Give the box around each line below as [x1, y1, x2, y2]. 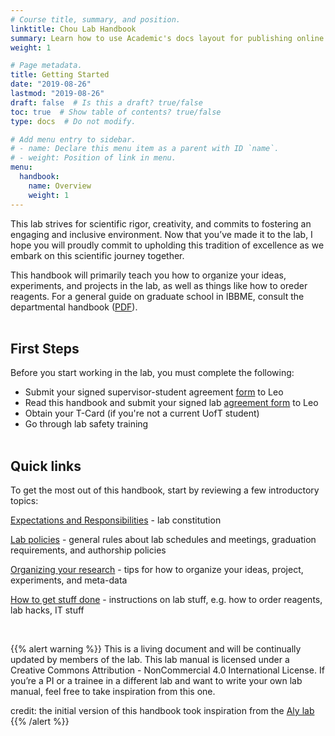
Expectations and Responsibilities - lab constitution [10, 514, 222, 526]
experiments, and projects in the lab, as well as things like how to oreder [10, 279, 308, 291]
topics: [10, 495, 39, 507]
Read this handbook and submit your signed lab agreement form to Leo [24, 397, 319, 409]
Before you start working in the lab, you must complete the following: [10, 367, 295, 379]
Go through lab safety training [24, 418, 149, 430]
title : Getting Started [10, 70, 110, 80]
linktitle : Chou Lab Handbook [10, 24, 137, 34]
